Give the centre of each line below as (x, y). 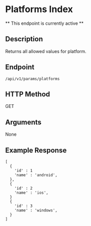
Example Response (36, 150)
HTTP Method (28, 94)
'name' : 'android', (36, 175)
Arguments (24, 122)
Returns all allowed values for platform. (46, 51)
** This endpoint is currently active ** (44, 23)
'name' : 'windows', (36, 210)
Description (24, 39)
